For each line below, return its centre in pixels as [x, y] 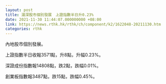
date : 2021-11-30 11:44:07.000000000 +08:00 [53, 19]
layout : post [19, 10]
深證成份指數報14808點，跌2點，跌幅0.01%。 [53, 66]
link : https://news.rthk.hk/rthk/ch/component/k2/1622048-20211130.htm [83, 24]
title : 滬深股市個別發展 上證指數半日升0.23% [50, 15]
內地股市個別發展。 [26, 44]
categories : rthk [24, 29]
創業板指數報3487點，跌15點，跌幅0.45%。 [51, 76]
